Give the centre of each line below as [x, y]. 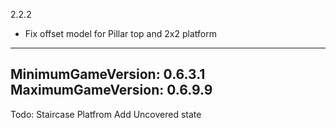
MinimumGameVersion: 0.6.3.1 [108, 74]
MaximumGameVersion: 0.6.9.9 [111, 90]
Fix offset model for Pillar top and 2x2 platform [120, 33]
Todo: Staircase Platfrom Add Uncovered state [106, 114]
